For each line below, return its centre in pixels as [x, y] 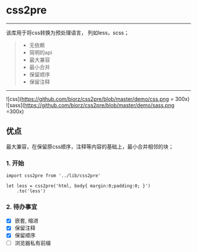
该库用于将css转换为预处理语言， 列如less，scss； [68, 32]
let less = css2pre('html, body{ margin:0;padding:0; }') [78, 186]
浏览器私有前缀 [33, 243]
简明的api [41, 52]
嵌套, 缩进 [26, 221]
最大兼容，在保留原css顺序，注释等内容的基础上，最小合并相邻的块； [90, 147]
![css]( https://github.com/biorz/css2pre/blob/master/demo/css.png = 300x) [98, 99]
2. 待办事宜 [22, 207]
